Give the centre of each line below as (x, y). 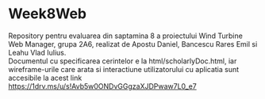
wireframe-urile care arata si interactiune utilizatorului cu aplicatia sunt (124, 69)
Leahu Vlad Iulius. (37, 52)
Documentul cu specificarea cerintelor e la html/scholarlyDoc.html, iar (123, 61)
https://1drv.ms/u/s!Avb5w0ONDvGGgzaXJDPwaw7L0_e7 (102, 86)
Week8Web (48, 14)
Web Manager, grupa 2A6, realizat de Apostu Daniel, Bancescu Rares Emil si (133, 44)
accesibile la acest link (45, 78)
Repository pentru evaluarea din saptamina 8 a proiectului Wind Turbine (126, 36)
